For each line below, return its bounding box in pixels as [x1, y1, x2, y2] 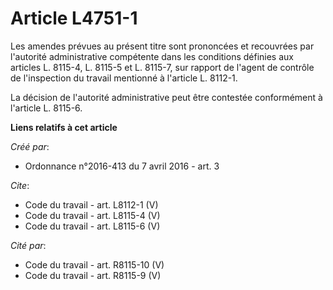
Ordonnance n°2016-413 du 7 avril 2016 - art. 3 [24, 160, 220, 172]
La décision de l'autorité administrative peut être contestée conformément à [10, 91, 323, 103]
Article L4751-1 [10, 7, 138, 30]
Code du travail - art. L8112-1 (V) [24, 198, 159, 211]
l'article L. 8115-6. [10, 102, 83, 114]
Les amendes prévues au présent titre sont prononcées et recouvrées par [10, 40, 315, 52]
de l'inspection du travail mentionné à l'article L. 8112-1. [10, 72, 238, 84]
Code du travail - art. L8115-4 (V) [24, 209, 161, 221]
